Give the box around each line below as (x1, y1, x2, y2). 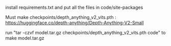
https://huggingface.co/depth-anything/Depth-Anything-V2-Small (5, 20, 144, 26)
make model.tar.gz (5, 35, 44, 41)
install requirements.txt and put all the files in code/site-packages (5, 5, 143, 10)
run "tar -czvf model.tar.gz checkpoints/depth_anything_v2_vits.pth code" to (5, 30, 166, 35)
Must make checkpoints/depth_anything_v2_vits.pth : (5, 14, 116, 20)
